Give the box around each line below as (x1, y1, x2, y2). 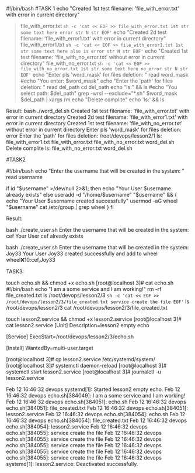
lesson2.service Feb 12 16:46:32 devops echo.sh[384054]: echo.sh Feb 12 (6, 411, 186, 417)
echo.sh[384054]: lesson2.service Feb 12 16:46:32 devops (6, 423, 148, 430)
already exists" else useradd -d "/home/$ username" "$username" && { (6, 191, 177, 198)
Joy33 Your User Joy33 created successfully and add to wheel (6, 250, 158, 257)
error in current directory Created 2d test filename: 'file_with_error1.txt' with (6, 114, 188, 121)
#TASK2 (6, 156, 26, 163)
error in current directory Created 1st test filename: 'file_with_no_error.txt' (6, 120, 183, 126)
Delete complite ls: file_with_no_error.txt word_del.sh (6, 145, 133, 152)
